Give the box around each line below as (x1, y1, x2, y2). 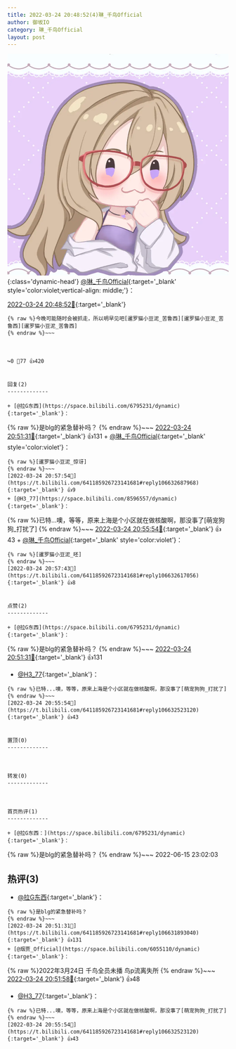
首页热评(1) (7, 809, 39, 816)
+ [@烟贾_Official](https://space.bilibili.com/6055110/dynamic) (7, 946, 200, 953)
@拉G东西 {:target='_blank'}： (17, 893, 104, 901)
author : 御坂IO (7, 18, 50, 26)
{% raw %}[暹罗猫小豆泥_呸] (7, 551, 82, 558)
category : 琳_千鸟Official (7, 26, 83, 33)
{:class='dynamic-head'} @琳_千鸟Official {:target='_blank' (7, 278, 177, 286)
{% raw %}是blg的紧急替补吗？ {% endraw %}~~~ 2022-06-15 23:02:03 (7, 851, 218, 859)
